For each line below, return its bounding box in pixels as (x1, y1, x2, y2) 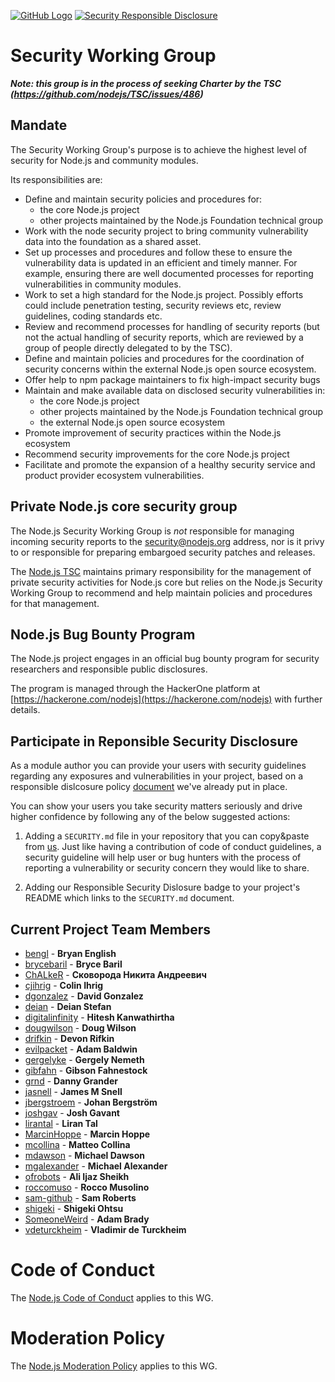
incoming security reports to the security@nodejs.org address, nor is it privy (10, 535, 325, 547)
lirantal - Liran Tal (24, 1118, 98, 1129)
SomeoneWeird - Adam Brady (24, 1213, 150, 1225)
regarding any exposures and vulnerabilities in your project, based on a (10, 770, 304, 782)
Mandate (10, 117, 68, 134)
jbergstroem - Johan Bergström (24, 1096, 158, 1108)
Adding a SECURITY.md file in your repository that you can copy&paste (24, 830, 310, 842)
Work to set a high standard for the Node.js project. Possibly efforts (24, 288, 304, 300)
